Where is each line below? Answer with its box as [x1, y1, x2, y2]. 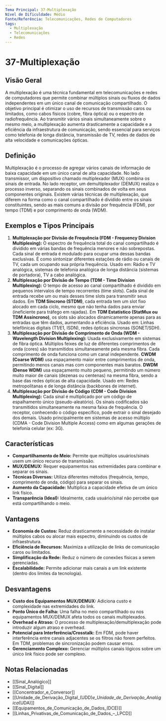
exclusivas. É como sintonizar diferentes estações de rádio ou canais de [12, 256, 160, 262]
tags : [5, 21, 16, 26]
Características [5, 439, 54, 448]
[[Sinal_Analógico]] [12, 678, 52, 685]
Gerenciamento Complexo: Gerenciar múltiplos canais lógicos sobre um [12, 645, 161, 651]
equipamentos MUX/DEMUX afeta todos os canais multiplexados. [12, 613, 147, 620]
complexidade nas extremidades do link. [12, 603, 95, 609]
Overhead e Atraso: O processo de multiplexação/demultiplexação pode [12, 619, 162, 625]
